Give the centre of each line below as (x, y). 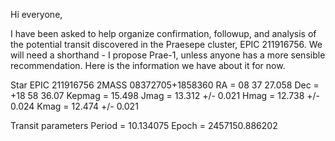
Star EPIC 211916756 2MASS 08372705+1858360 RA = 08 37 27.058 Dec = (165, 85)
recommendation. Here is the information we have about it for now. (148, 65)
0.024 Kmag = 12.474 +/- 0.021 (74, 106)
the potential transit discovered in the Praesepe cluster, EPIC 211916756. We (166, 44)
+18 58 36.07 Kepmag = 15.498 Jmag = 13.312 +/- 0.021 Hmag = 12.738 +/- (165, 95)
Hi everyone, (36, 14)
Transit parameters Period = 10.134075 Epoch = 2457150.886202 (144, 125)
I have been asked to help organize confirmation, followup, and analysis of (163, 33)
